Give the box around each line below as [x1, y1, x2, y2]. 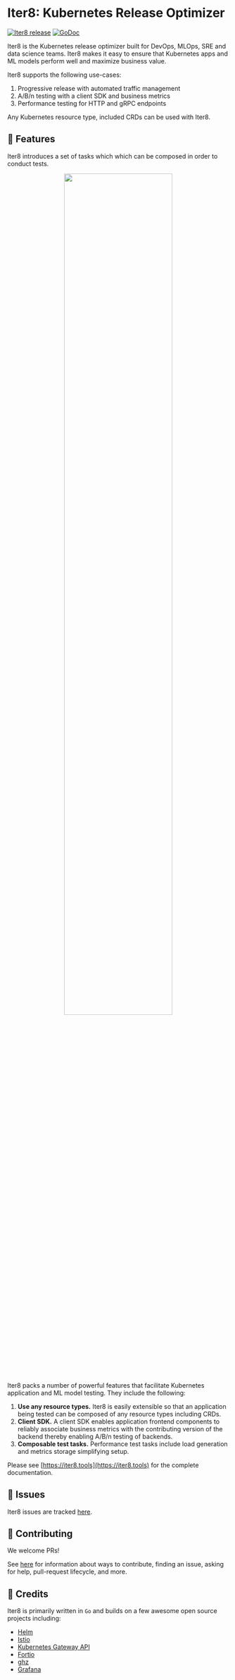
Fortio [17, 1650, 35, 1659]
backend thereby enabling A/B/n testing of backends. [17, 1432, 173, 1441]
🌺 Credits [7, 1588, 49, 1600]
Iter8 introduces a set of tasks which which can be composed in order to [7, 151, 218, 160]
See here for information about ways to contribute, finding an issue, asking [7, 1560, 224, 1569]
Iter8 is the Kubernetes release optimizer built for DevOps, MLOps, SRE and [7, 42, 227, 50]
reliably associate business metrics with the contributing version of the [17, 1424, 223, 1433]
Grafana [17, 1665, 42, 1674]
